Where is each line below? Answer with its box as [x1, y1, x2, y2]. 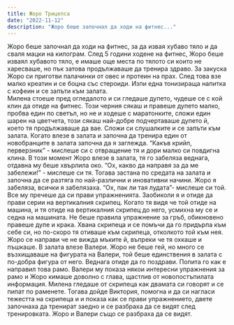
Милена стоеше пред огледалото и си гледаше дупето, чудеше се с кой [7, 94, 223, 103]
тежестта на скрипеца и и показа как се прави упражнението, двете [7, 295, 213, 303]
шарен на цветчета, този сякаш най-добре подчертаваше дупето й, [7, 117, 210, 125]
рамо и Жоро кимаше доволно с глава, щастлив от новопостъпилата [7, 273, 214, 281]
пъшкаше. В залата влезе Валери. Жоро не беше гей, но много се [7, 243, 205, 252]
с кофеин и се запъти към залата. [7, 87, 108, 95]
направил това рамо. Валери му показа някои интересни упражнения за [7, 265, 225, 273]
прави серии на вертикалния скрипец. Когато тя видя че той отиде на [7, 198, 217, 207]
